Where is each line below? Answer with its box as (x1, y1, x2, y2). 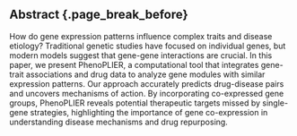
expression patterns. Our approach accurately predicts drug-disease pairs (9, 78, 284, 89)
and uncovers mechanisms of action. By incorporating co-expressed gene (9, 88, 284, 98)
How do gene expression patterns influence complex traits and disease (9, 30, 273, 41)
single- (262, 98, 289, 108)
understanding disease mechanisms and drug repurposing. (9, 116, 229, 127)
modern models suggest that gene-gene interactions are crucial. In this (9, 49, 273, 61)
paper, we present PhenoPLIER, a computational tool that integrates (9, 59, 259, 70)
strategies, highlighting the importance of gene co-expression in (30, 106, 268, 117)
